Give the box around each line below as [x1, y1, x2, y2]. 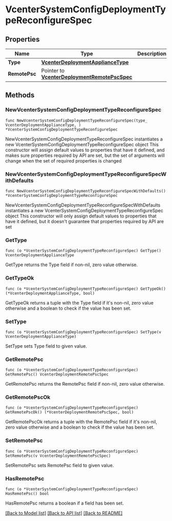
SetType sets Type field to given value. [5, 343, 87, 349]
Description [137, 50, 166, 57]
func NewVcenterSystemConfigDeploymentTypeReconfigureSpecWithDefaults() [5, 188, 166, 193]
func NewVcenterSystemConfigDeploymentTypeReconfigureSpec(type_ [5, 118, 147, 123]
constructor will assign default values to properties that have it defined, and [5, 147, 165, 153]
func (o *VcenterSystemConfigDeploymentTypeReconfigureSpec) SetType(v [5, 329, 161, 334]
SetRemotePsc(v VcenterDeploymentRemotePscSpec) [5, 453, 111, 458]
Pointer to [41, 67, 65, 74]
